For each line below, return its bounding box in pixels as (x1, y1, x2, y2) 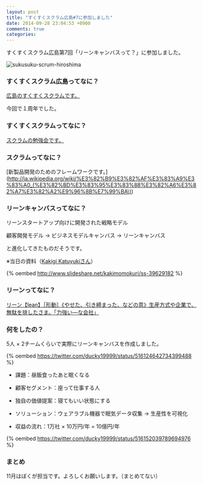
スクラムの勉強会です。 (6, 136, 65, 144)
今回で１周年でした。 (6, 105, 59, 112)
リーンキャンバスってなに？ (6, 204, 87, 212)
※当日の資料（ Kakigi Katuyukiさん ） (6, 258, 96, 265)
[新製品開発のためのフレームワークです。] (6, 168, 108, 176)
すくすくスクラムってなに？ (6, 122, 87, 130)
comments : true (6, 25, 45, 32)
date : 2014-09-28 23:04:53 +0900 (6, 20, 91, 26)
